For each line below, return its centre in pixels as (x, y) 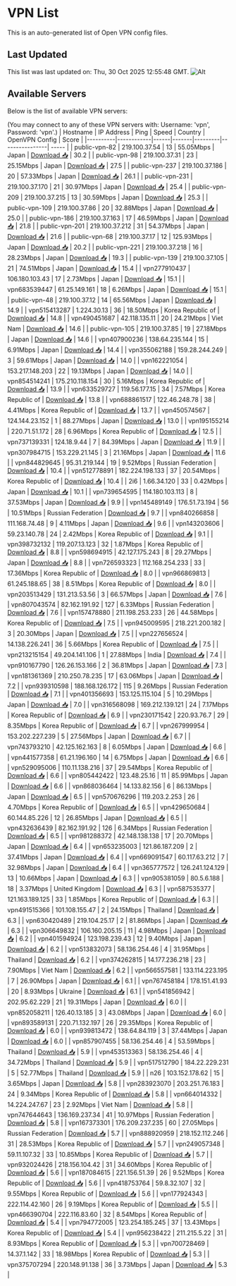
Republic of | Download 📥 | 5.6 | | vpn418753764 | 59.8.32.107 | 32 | (106, 1183)
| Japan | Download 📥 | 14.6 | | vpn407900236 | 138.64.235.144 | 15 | (108, 339)
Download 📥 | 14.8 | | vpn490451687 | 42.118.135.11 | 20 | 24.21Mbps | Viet (115, 318)
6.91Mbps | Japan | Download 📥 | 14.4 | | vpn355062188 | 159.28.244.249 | (117, 350)
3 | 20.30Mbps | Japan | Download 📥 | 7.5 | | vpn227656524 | (98, 633)
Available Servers (47, 94)
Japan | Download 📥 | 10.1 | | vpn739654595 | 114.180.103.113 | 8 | (103, 491)
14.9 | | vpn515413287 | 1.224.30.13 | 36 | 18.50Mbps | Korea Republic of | (113, 310)
